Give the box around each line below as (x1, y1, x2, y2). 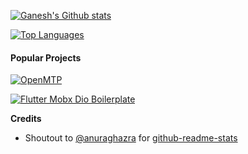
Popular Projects (10, 51, 82, 64)
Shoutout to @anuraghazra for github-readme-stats (24, 132, 238, 144)
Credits (10, 113, 42, 125)
